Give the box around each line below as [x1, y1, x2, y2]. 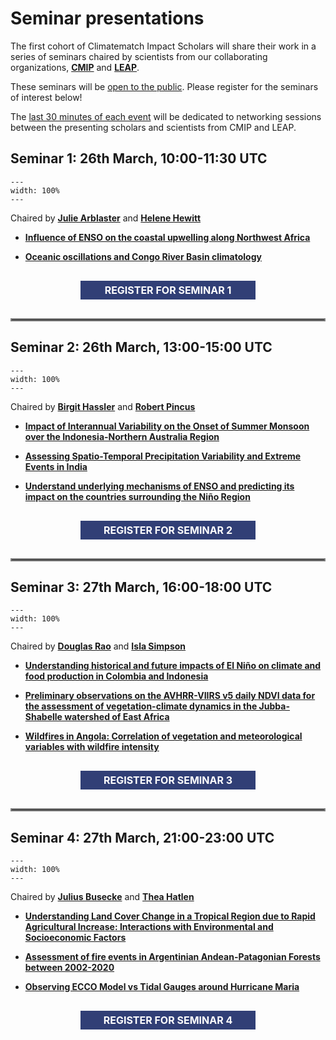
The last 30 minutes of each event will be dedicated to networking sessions [10, 110, 322, 122]
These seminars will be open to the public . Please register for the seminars [10, 80, 319, 92]
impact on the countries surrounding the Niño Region [24, 490, 251, 502]
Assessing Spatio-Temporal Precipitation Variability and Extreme [24, 450, 302, 462]
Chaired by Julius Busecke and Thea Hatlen [10, 891, 195, 903]
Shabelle [24, 711, 63, 723]
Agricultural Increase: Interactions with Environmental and [24, 921, 274, 933]
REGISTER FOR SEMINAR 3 [103, 773, 233, 787]
